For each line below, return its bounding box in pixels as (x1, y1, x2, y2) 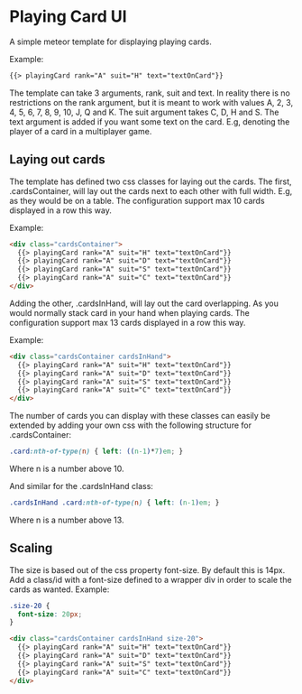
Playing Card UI (9, 6, 128, 27)
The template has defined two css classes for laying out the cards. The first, (9, 176, 292, 187)
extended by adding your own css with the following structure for (9, 420, 252, 430)
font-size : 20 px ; (17, 609, 83, 619)
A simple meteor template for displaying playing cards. (9, 36, 212, 47)
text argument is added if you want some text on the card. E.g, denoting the (9, 116, 290, 127)
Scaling (9, 541, 53, 556)
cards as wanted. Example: (9, 584, 110, 595)
